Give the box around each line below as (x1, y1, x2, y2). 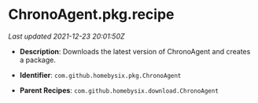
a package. (19, 55, 57, 64)
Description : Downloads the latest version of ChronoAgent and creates (19, 46, 251, 56)
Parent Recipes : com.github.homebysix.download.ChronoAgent (19, 85, 219, 95)
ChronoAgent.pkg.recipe (8, 6, 175, 24)
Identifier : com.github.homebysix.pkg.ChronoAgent (19, 70, 182, 79)
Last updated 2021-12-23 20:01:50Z (8, 31, 125, 41)
